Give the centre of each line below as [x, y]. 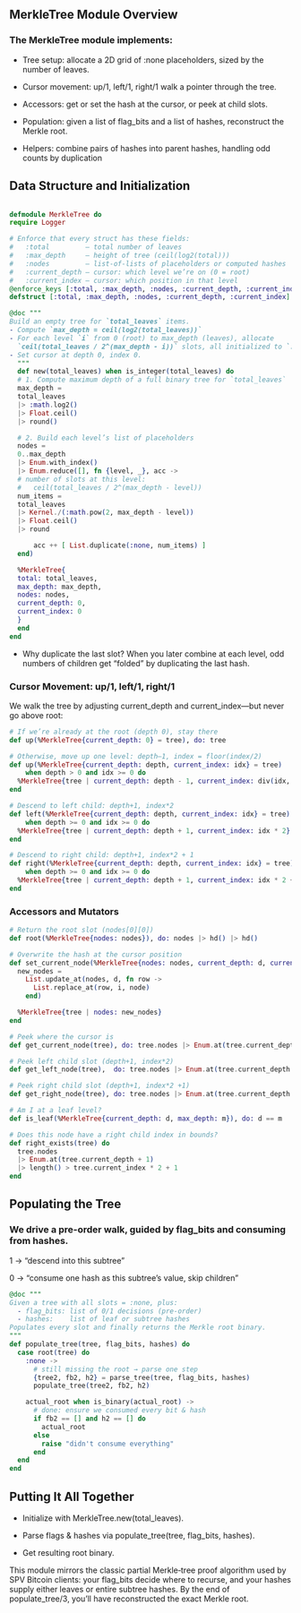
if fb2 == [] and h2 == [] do [89, 1419]
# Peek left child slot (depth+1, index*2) [92, 1061]
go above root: [36, 715]
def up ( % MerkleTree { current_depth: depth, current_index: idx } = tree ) [146, 765]
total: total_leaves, [58, 578]
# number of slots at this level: [82, 479]
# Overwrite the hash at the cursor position [95, 954]
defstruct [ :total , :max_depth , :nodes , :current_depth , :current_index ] [150, 297]
